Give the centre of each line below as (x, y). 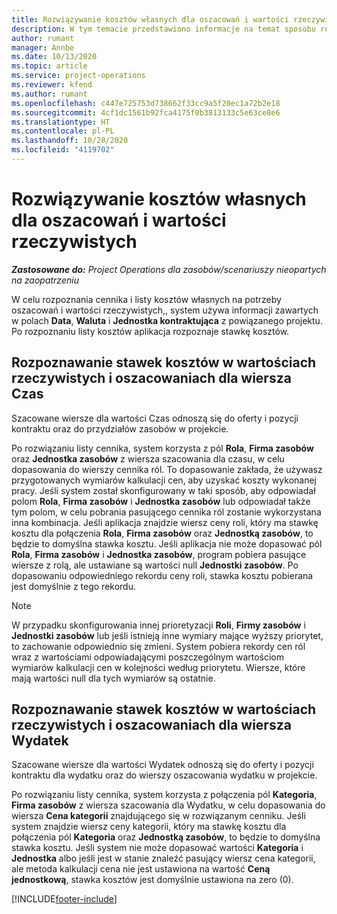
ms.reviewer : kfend (52, 85)
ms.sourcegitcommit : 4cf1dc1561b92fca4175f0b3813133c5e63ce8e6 (146, 112)
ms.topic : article (49, 66)
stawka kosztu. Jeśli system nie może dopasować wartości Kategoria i (157, 848)
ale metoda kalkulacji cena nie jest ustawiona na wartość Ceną (141, 869)
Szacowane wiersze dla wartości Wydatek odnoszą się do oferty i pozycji (162, 765)
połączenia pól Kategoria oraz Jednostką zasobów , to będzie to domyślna (166, 837)
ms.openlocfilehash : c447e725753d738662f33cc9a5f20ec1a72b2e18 (146, 103)
